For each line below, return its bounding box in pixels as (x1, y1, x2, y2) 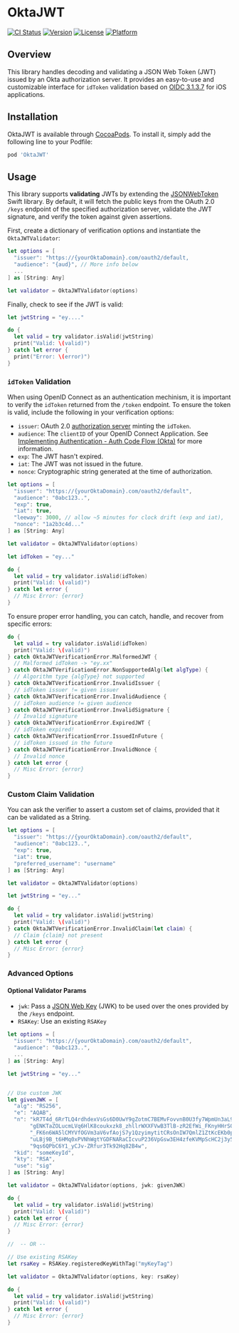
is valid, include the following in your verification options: (7, 408, 174, 416)
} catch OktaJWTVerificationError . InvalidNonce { (7, 746, 158, 753)
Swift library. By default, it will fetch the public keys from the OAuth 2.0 (7, 197, 215, 206)
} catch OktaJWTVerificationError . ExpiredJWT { (7, 719, 152, 727)
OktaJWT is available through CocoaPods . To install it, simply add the (7, 130, 211, 138)
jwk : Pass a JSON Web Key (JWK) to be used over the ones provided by (17, 1002, 229, 1011)
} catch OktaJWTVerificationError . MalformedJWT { (7, 653, 158, 660)
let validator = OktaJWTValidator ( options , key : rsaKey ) (7, 1273, 180, 1280)
